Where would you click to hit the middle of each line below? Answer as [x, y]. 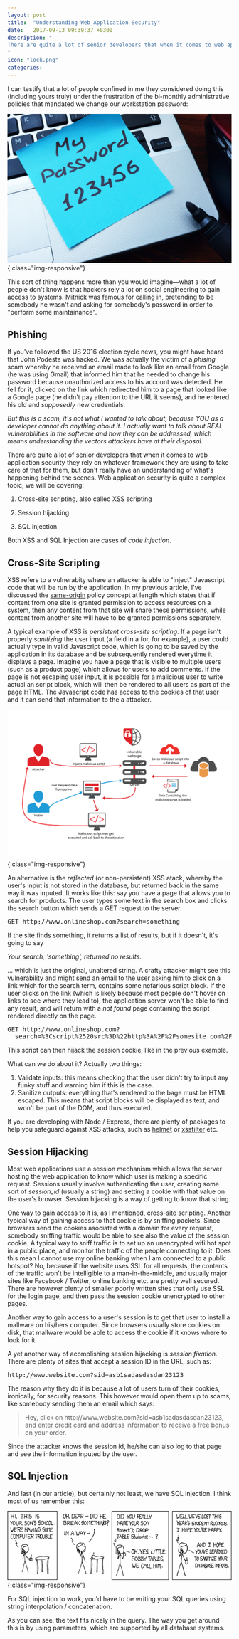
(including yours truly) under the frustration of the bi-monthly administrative [118, 96]
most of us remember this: [46, 1501]
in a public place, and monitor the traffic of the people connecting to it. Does [119, 1251]
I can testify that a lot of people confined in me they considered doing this [116, 88]
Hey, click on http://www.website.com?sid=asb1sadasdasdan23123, [124, 1418]
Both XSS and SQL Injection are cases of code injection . [90, 540]
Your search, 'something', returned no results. [75, 956]
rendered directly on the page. [52, 1016]
